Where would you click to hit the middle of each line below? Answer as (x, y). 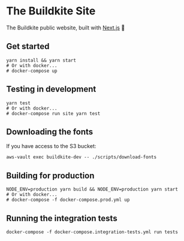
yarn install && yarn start (41, 60)
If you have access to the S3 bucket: (51, 146)
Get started (28, 46)
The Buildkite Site (51, 11)
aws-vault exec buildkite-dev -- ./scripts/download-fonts (82, 157)
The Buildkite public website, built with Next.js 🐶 (66, 28)
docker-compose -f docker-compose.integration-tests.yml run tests (92, 232)
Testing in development (51, 89)
